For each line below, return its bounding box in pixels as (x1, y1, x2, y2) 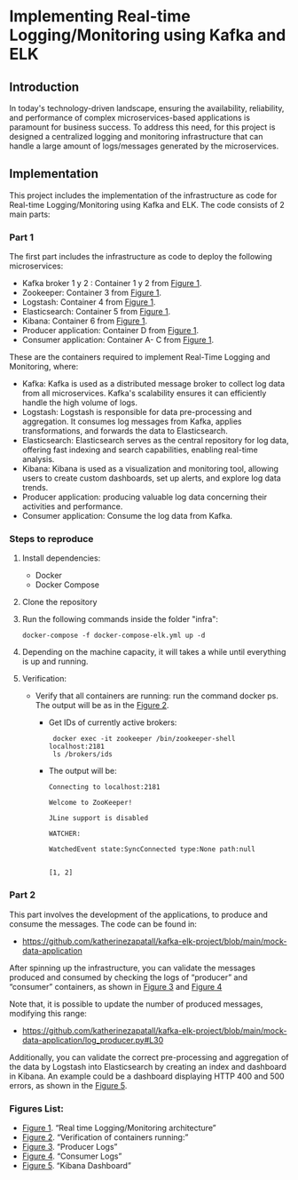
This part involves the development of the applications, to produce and (9, 909, 269, 920)
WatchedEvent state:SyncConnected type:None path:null (48, 845, 255, 854)
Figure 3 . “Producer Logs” (21, 1142, 118, 1152)
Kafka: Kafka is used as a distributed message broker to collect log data (21, 379, 286, 389)
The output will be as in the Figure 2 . (35, 700, 169, 711)
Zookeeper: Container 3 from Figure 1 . (21, 287, 162, 299)
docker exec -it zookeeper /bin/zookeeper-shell (52, 735, 236, 744)
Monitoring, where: (9, 362, 79, 372)
